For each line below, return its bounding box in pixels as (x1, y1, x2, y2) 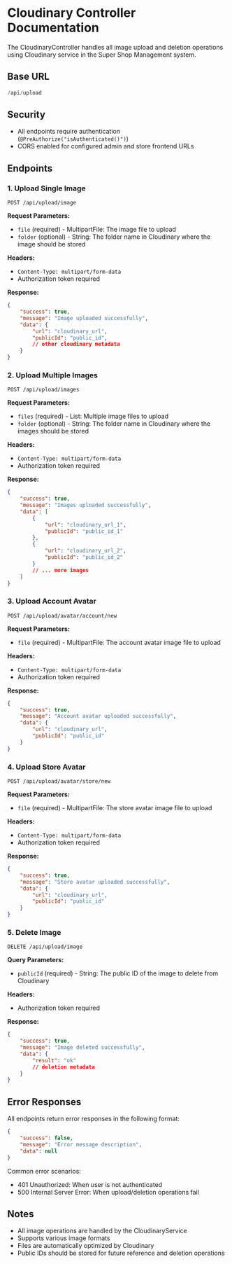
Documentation (7, 20, 100, 36)
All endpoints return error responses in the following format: (7, 1115, 180, 1123)
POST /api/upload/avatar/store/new (7, 778, 111, 785)
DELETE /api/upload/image (7, 943, 82, 950)
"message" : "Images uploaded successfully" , (20, 502, 152, 509)
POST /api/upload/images (7, 387, 80, 394)
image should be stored (17, 240, 86, 249)
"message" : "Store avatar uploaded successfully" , (20, 878, 171, 885)
